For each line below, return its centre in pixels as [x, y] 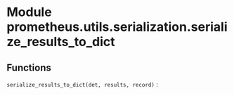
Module [29, 12]
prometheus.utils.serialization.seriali [117, 27]
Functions [29, 67]
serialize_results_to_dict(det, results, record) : [83, 84]
